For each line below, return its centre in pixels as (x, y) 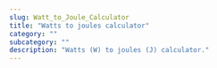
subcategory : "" (39, 42)
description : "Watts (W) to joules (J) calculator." (109, 50)
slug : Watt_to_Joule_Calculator (69, 17)
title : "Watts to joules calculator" (79, 26)
